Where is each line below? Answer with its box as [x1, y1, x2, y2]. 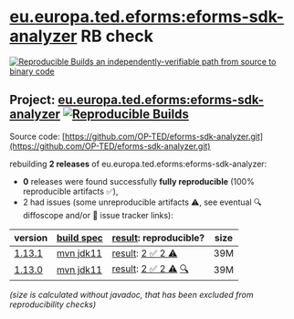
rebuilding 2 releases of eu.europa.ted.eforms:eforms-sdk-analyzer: [9, 158, 268, 169]
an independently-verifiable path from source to [95, 56, 277, 67]
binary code [9, 66, 55, 77]
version [14, 231, 48, 244]
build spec [56, 231, 103, 244]
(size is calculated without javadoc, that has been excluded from [9, 289, 254, 300]
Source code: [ [9, 131, 66, 142]
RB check [80, 26, 153, 47]
